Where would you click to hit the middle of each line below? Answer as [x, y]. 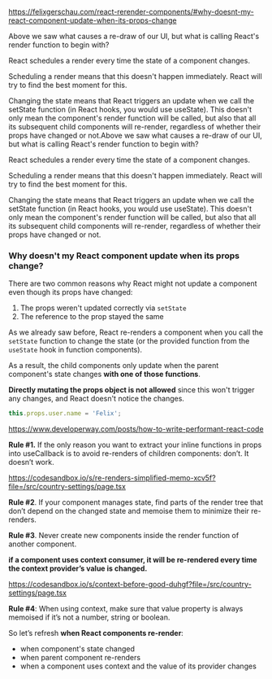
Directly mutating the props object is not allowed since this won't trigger [132, 390]
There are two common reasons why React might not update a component [133, 283]
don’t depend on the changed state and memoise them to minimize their [129, 511]
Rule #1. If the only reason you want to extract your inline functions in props [135, 445]
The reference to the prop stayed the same [92, 317]
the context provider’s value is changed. [78, 568]
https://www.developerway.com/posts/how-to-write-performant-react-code [136, 429]
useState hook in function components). [76, 350]
